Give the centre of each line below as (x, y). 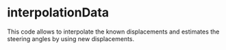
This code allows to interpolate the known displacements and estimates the (113, 32)
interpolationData (58, 13)
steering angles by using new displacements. (71, 38)
